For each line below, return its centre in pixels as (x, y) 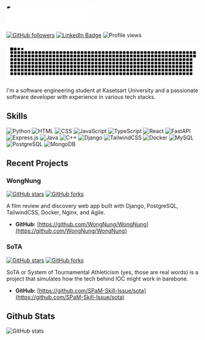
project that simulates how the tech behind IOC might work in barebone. (97, 279)
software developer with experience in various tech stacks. (81, 97)
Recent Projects (37, 163)
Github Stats (31, 316)
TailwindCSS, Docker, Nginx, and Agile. (56, 212)
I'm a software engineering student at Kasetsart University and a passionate (102, 90)
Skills (17, 116)
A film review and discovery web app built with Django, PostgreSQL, (93, 206)
